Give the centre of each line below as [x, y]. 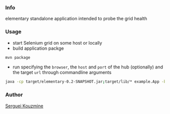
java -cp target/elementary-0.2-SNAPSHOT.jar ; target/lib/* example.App [82, 82]
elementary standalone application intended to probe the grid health [76, 19]
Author [14, 95]
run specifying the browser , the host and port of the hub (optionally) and [88, 67]
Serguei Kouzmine [24, 106]
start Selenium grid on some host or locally [57, 43]
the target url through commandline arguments [62, 72]
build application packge [38, 48]
